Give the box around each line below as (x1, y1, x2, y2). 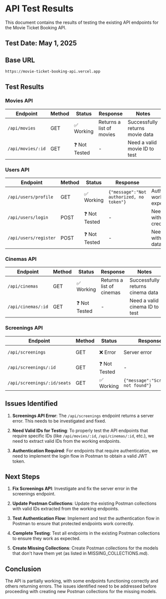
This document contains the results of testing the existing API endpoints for (5, 19, 159, 25)
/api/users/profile (7, 194, 53, 200)
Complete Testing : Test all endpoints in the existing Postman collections (12, 530, 160, 536)
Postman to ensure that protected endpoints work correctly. (12, 521, 134, 527)
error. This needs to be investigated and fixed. (12, 418, 106, 424)
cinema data (129, 289, 159, 296)
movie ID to (127, 145, 154, 152)
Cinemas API (5, 256, 37, 263)
